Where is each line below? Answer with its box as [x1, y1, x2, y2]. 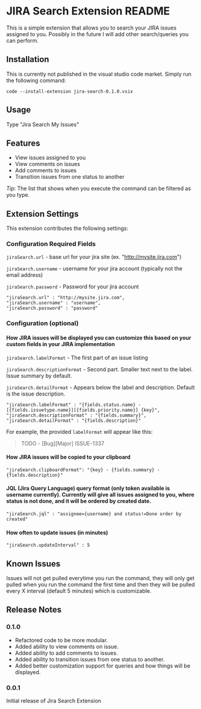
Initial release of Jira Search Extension [6, 697, 101, 705]
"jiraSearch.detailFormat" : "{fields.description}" [6, 417, 141, 424]
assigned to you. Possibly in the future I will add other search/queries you [6, 30, 189, 37]
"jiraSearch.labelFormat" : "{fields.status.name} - [6, 401, 141, 407]
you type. [6, 191, 30, 199]
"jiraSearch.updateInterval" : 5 [6, 542, 90, 548]
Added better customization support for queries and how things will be [14, 662, 191, 669]
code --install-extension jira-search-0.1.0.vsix [6, 88, 134, 94]
